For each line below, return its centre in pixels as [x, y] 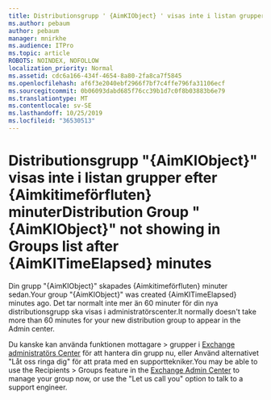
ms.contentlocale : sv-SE [50, 106]
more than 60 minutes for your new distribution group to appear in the [125, 320]
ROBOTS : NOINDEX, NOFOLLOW [54, 61]
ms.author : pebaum [39, 23]
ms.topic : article [39, 53]
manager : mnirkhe [38, 38]
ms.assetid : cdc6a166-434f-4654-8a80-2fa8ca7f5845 [95, 76]
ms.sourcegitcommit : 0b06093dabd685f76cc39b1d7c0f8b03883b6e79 [117, 91]
